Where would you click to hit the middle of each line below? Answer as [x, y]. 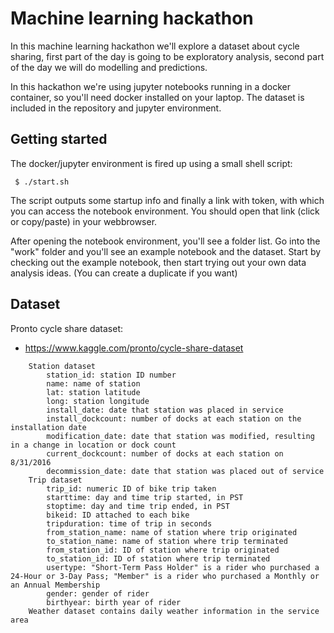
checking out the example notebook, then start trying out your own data [158, 262]
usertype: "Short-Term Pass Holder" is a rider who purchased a [183, 567]
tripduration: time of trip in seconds [129, 523]
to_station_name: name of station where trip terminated [167, 541]
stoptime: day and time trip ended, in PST [138, 506]
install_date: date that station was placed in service [165, 410]
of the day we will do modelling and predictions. [109, 67]
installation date [48, 427]
